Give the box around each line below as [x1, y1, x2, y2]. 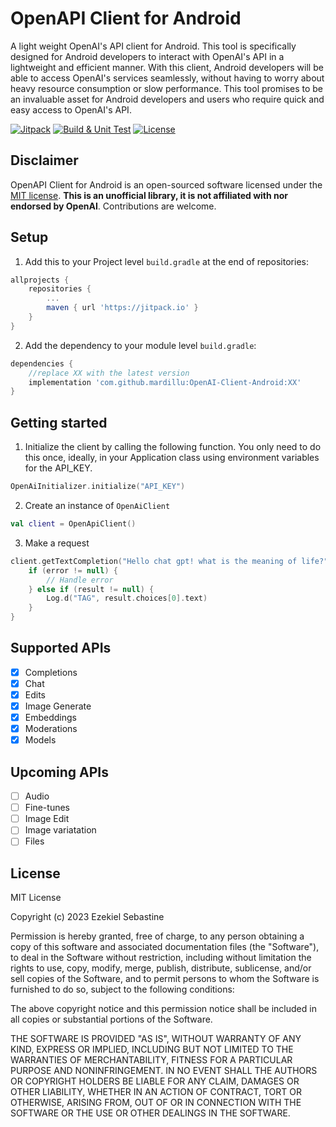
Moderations [24, 723, 78, 735]
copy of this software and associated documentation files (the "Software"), [10, 941, 320, 953]
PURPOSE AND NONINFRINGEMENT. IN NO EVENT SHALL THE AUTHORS [10, 1065, 318, 1077]
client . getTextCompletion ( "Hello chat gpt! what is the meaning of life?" [10, 556, 329, 566]
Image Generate [24, 700, 92, 712]
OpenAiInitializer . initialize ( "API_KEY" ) [10, 482, 186, 492]
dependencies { [10, 358, 74, 369]
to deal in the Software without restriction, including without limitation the [10, 952, 312, 964]
